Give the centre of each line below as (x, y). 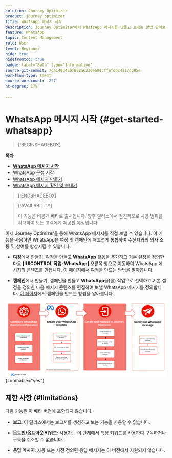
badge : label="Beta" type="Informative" (49, 65)
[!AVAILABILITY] (35, 205)
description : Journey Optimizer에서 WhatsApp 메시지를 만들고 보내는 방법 (79, 27)
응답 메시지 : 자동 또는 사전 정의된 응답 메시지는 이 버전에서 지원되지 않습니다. (89, 450)
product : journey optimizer (35, 16)
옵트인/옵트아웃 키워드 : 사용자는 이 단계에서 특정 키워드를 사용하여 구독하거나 (89, 433)
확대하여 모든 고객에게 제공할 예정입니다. (58, 222)
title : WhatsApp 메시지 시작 (34, 21)
